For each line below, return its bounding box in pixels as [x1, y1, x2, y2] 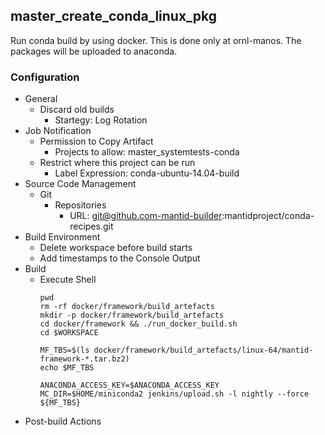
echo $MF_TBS [39, 363, 95, 373]
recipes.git [69, 220, 114, 233]
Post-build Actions [24, 415, 102, 428]
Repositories [54, 199, 107, 211]
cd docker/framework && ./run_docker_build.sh [39, 319, 238, 329]
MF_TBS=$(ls [39, 345, 90, 356]
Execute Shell [39, 274, 97, 286]
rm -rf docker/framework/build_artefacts [39, 302, 215, 312]
